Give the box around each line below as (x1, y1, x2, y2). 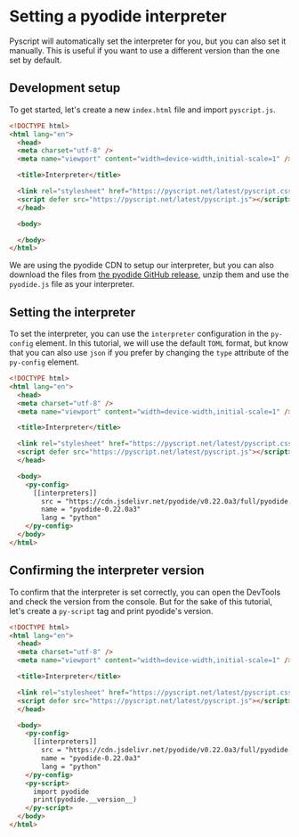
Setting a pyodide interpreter (9, 6, 227, 27)
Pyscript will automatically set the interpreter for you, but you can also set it (9, 36, 287, 46)
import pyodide (32, 787, 90, 796)
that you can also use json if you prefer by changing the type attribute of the (9, 348, 289, 358)
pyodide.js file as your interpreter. (9, 279, 135, 290)
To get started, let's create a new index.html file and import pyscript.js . (9, 104, 276, 115)
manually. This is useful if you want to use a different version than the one (9, 45, 280, 55)
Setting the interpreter (9, 305, 136, 320)
